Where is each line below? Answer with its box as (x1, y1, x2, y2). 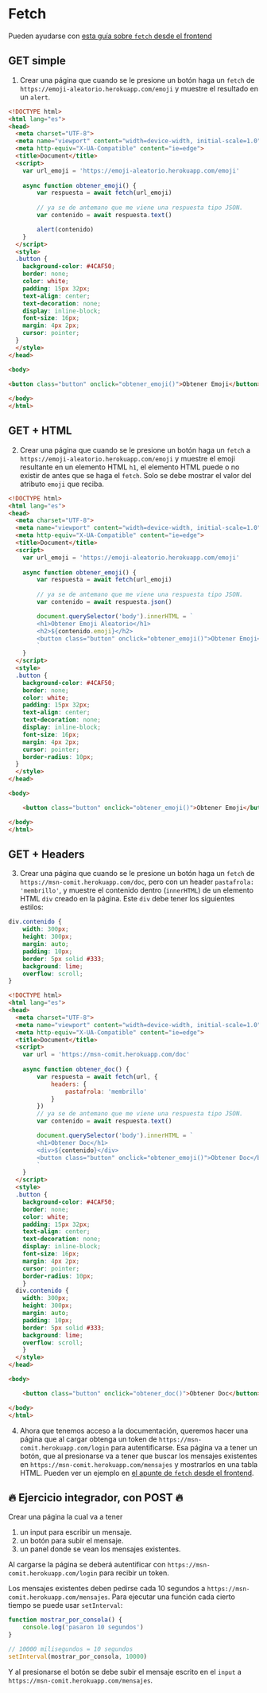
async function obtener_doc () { (22, 1065, 130, 1073)
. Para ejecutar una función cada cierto (107, 1592, 236, 1602)
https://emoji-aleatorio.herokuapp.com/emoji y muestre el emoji (19, 453, 236, 463)
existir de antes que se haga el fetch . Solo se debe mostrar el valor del (19, 470, 252, 480)
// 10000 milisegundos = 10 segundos (8, 1644, 133, 1653)
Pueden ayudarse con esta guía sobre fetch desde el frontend (8, 31, 212, 41)
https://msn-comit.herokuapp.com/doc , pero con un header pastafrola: (19, 877, 254, 887)
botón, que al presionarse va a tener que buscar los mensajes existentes (19, 1451, 257, 1461)
